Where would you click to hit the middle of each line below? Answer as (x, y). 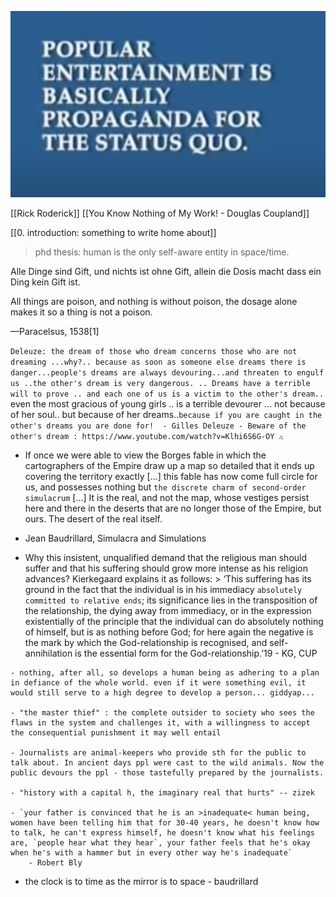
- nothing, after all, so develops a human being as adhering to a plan (165, 672)
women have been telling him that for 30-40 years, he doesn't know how (165, 822)
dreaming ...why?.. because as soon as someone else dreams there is (158, 362)
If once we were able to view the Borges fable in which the (145, 455)
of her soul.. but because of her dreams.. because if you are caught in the (166, 414)
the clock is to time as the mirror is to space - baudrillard (141, 881)
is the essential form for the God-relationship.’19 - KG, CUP (196, 653)
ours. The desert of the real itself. (93, 518)
